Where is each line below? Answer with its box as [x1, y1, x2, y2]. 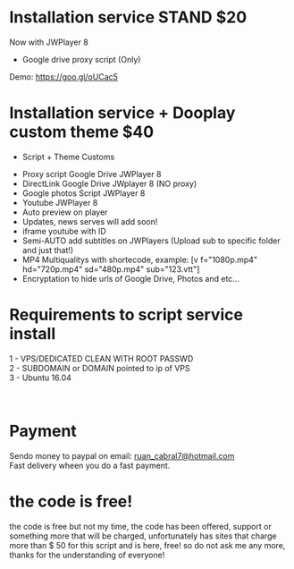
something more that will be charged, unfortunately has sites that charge [9, 531, 277, 541]
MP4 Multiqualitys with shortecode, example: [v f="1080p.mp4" [21, 254, 257, 265]
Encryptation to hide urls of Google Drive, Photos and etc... [21, 273, 239, 284]
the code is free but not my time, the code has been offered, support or [9, 521, 273, 531]
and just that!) [21, 244, 74, 255]
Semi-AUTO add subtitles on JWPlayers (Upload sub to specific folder [21, 235, 281, 246]
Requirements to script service [9, 305, 244, 325]
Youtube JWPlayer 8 [21, 197, 98, 208]
